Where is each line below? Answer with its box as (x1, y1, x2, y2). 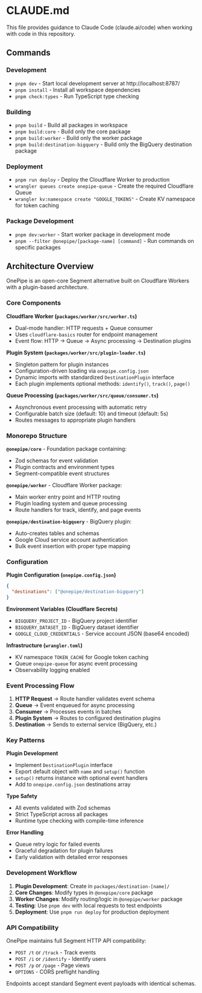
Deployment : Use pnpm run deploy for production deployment (14, 908, 169, 915)
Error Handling (6, 829, 44, 836)
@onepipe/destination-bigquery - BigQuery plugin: (6, 517, 132, 525)
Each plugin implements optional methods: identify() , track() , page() (14, 380, 191, 387)
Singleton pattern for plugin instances (14, 360, 109, 368)
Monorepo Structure (6, 431, 68, 440)
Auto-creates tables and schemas (14, 530, 99, 537)
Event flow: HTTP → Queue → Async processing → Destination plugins (14, 337, 192, 344)
